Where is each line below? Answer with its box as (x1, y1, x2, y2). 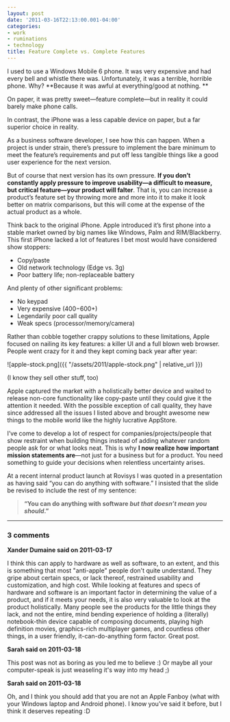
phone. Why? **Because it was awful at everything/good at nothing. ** (7, 82, 209, 90)
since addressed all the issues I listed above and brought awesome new (7, 409, 210, 417)
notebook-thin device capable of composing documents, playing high (7, 618, 203, 626)
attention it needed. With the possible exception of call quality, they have (7, 401, 212, 409)
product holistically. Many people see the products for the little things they (7, 603, 217, 611)
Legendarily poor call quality (16, 311, 98, 320)
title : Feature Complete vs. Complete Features (7, 49, 146, 56)
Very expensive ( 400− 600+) (16, 304, 98, 313)
